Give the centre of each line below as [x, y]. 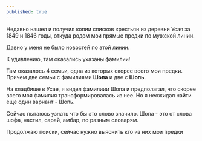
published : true [27, 12]
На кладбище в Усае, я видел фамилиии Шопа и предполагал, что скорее [101, 89]
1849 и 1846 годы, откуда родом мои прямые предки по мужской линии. [100, 35]
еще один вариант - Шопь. [41, 102]
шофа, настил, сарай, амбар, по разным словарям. [73, 120]
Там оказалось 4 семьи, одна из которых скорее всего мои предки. [94, 71]
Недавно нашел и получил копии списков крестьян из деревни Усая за [98, 29]
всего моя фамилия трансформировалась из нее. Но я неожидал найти [99, 95]
